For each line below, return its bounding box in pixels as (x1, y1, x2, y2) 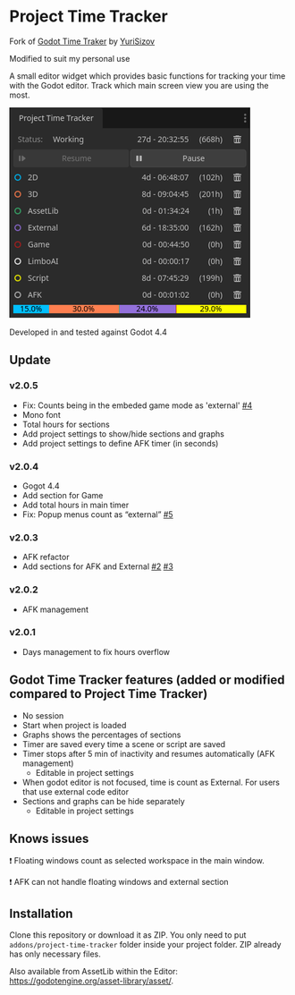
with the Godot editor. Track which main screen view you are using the (9, 80, 269, 90)
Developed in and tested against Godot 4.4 (9, 327, 167, 337)
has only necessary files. (9, 948, 101, 959)
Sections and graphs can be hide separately (21, 795, 185, 806)
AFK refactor (21, 552, 70, 563)
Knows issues (9, 831, 89, 846)
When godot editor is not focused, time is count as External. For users (21, 777, 280, 787)
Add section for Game (21, 489, 104, 500)
